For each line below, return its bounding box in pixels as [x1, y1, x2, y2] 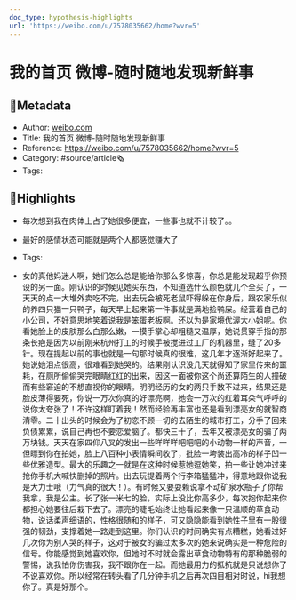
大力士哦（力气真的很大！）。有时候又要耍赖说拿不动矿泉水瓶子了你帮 [29, 482, 284, 492]
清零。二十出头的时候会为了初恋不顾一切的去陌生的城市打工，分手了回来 [21, 415, 287, 426]
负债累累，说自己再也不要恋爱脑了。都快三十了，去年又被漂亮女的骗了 [21, 426, 280, 436]
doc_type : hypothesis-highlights [9, 12, 133, 22]
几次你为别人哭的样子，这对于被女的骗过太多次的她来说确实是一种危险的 [21, 537, 287, 548]
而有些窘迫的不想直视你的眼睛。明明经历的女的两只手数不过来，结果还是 [21, 381, 287, 392]
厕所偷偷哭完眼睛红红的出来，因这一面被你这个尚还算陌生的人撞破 [45, 371, 287, 381]
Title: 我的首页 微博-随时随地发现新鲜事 [21, 132, 166, 143]
